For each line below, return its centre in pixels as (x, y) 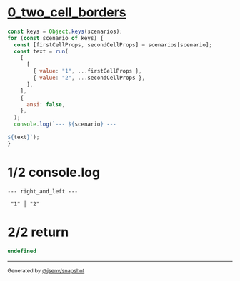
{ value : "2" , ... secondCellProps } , (89, 78)
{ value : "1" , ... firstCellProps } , (87, 71)
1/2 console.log (54, 173)
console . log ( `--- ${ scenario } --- (65, 124)
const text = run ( (41, 51)
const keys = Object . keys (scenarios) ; (65, 31)
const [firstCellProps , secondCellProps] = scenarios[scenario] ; (113, 45)
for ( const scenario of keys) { (55, 38)
